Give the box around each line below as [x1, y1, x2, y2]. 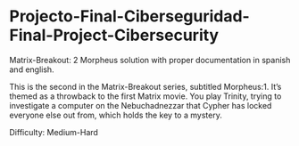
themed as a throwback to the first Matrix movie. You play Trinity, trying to [9, 91, 282, 101]
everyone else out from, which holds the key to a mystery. [9, 109, 223, 120]
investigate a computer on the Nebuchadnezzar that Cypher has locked [9, 100, 272, 110]
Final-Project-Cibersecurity [9, 25, 220, 45]
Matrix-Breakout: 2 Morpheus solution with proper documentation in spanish [9, 54, 291, 65]
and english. [9, 64, 55, 75]
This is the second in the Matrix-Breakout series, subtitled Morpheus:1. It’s [9, 81, 282, 92]
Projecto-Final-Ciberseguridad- [9, 6, 250, 27]
